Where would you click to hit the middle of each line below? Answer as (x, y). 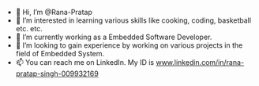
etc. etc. (29, 29)
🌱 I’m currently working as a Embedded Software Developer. (114, 37)
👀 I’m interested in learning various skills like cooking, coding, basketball (133, 20)
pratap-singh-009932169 (57, 73)
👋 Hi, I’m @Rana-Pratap (54, 12)
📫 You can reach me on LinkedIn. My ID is (85, 62)
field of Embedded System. (60, 54)
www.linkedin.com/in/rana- (200, 62)
